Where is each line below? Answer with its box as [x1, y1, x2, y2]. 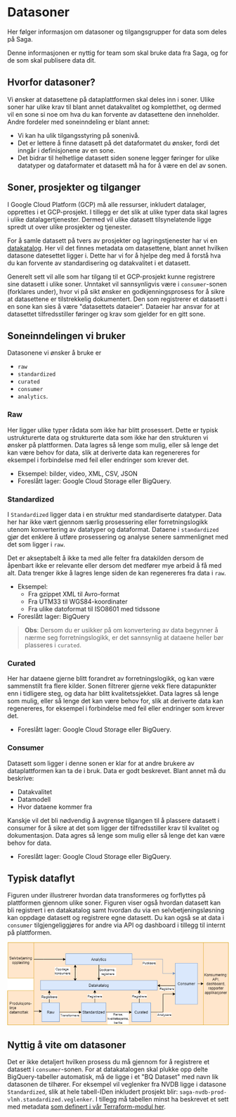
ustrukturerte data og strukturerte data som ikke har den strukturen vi [7, 433, 209, 442]
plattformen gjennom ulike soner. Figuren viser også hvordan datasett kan [7, 898, 221, 907]
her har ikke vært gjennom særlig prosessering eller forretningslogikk [7, 518, 209, 526]
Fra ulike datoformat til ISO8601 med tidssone [27, 604, 160, 613]
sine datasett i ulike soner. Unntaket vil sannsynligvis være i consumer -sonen [7, 279, 227, 288]
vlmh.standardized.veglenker [7, 1097, 93, 1104]
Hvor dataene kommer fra [17, 803, 93, 811]
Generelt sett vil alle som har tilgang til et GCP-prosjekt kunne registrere [7, 272, 216, 281]
